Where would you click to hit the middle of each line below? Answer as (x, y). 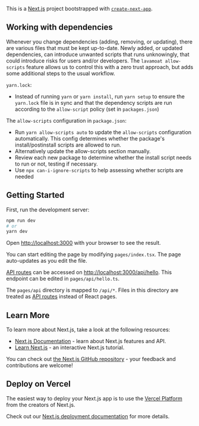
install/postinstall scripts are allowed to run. (68, 145)
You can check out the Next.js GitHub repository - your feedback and (91, 359)
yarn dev (17, 232)
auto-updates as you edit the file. (47, 261)
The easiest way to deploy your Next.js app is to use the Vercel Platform (94, 398)
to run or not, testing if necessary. (56, 164)
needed (24, 176)
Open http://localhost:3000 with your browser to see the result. (84, 243)
